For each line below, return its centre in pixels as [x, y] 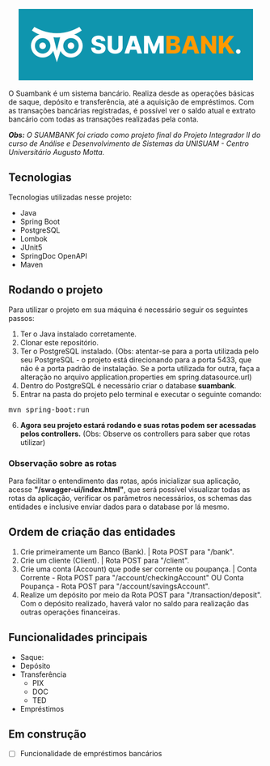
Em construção [47, 734]
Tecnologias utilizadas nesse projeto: [70, 197]
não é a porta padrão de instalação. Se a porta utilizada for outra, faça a [140, 368]
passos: [21, 318]
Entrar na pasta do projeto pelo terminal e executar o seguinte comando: [141, 394]
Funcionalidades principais [78, 638]
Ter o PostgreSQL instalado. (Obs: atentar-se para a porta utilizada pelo [139, 351]
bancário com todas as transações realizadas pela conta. [103, 119]
